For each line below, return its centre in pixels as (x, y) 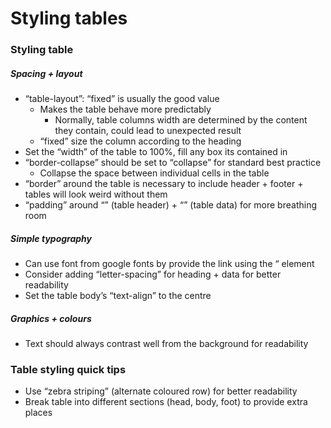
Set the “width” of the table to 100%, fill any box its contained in (156, 152)
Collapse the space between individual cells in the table (154, 173)
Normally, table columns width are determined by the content (181, 120)
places (38, 413)
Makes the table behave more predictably (125, 109)
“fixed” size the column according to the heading (140, 141)
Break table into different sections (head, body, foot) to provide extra (166, 402)
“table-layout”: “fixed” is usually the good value (122, 99)
